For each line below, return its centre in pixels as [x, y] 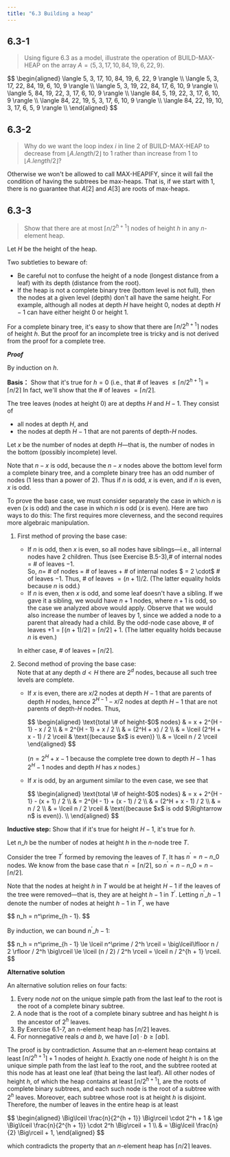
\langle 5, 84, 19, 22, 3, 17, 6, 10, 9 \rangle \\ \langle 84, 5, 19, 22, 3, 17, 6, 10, [114, 93]
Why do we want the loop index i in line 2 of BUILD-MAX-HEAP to [117, 146]
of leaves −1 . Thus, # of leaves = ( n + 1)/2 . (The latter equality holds [124, 578]
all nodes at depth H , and [53, 424]
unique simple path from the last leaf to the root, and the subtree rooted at [112, 1065]
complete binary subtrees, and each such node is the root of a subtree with [114, 1088]
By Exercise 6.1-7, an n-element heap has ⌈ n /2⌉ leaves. [94, 1029]
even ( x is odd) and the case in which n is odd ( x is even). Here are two [107, 508]
